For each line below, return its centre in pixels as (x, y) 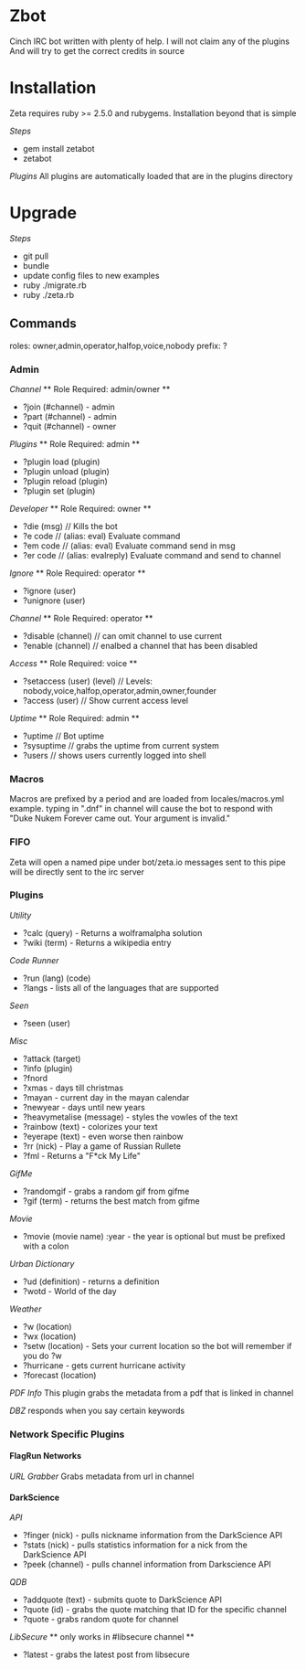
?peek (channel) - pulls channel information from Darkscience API (147, 1565)
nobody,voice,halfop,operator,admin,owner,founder (120, 690)
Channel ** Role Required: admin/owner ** (90, 388)
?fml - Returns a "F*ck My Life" (82, 1155)
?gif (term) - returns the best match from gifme (111, 1201)
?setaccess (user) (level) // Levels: (88, 681)
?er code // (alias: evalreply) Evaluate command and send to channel (152, 555)
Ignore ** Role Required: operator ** (78, 573)
